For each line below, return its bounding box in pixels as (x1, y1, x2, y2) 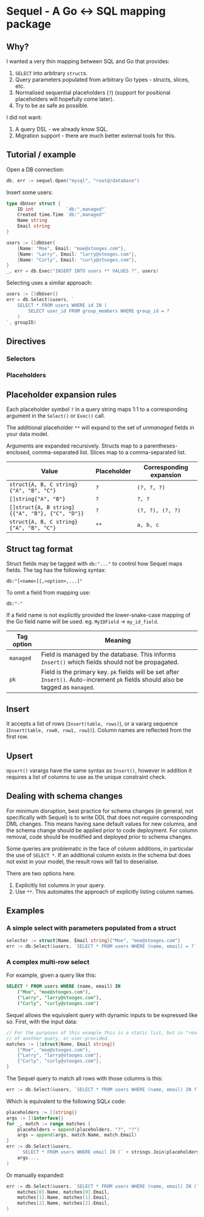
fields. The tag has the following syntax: (6, 566, 106, 574)
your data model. (6, 430, 49, 438)
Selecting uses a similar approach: (6, 279, 93, 287)
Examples (6, 905, 44, 916)
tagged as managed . (41, 683, 95, 691)
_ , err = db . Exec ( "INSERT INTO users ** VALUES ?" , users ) (6, 268, 159, 274)
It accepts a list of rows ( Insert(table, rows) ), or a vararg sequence (6, 720, 178, 727)
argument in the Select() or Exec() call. (6, 412, 106, 419)
